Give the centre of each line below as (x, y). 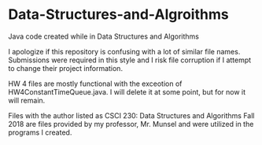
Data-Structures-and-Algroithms (119, 15)
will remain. (27, 100)
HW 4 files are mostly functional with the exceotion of (95, 84)
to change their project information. (66, 68)
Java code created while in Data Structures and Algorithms (103, 36)
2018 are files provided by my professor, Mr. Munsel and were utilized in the (131, 124)
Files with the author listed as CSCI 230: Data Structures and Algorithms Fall (131, 115)
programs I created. (40, 132)
